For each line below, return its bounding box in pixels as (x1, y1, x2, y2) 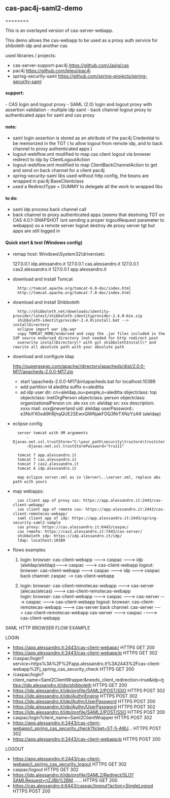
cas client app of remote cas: (17, 507, 84, 512)
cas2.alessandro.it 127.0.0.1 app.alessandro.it (12, 266, 107, 272)
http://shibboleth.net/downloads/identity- (17, 309, 111, 314)
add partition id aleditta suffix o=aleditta (20, 384, 104, 390)
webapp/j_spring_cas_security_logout (12, 761, 91, 767)
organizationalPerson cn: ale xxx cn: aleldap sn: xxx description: (20, 400, 155, 406)
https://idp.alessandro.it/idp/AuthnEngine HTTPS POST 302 (12, 692, 138, 699)
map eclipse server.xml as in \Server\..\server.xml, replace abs (17, 474, 161, 480)
